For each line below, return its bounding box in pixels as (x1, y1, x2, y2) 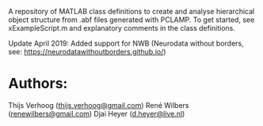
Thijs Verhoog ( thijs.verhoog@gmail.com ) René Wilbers (8, 100, 189, 109)
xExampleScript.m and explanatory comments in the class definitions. (8, 24, 236, 32)
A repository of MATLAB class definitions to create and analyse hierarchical (8, 7, 255, 16)
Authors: (8, 75, 68, 93)
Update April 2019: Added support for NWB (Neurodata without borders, (8, 39, 244, 48)
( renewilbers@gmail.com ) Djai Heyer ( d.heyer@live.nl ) (8, 109, 185, 118)
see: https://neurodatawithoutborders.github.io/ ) (8, 47, 166, 56)
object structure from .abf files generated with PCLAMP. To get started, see (8, 15, 255, 24)
